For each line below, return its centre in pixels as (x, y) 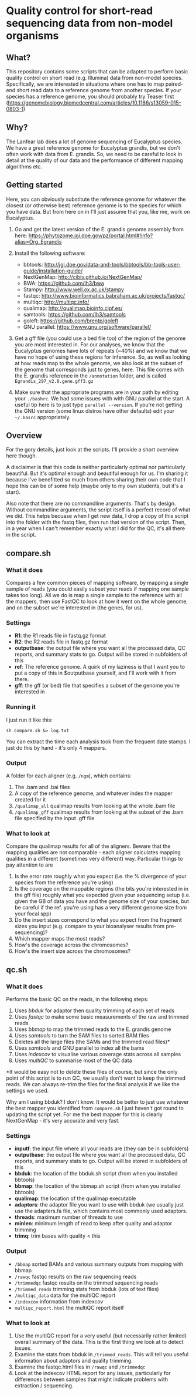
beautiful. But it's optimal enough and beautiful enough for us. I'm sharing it (97, 473)
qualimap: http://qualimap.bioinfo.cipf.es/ (73, 308)
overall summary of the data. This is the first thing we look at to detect (99, 1342)
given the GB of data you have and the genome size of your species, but (102, 901)
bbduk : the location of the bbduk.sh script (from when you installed (96, 1174)
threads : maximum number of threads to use (69, 1217)
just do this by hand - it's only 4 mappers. (56, 747)
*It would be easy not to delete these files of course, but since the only (92, 1072)
